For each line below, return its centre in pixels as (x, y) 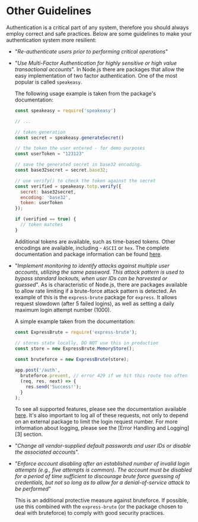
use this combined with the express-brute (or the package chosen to (98, 507)
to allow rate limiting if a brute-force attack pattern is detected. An (95, 291)
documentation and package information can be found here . (88, 254)
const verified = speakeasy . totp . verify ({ (68, 186)
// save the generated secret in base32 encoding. (79, 164)
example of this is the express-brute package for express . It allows (96, 297)
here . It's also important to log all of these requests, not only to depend (101, 415)
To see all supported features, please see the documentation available (100, 409)
